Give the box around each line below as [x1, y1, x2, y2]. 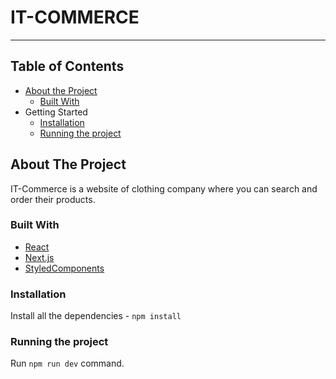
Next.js [24, 251, 55, 263]
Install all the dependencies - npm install [10, 310, 182, 322]
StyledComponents [24, 262, 105, 274]
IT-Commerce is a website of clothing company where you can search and [10, 182, 318, 195]
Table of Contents [10, 58, 125, 75]
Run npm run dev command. [10, 357, 125, 370]
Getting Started [24, 106, 88, 118]
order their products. [10, 193, 96, 205]
